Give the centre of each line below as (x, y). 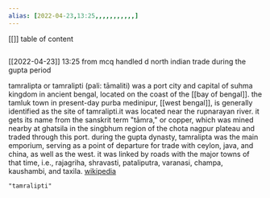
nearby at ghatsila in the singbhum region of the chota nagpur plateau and (132, 128)
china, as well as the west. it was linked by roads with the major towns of (129, 154)
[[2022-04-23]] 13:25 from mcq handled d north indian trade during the (127, 61)
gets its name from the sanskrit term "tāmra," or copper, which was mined (131, 120)
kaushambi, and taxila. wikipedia (62, 171)
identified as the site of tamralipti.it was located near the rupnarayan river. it (134, 111)
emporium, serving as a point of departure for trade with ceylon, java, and (131, 145)
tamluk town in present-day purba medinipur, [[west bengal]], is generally (131, 102)
